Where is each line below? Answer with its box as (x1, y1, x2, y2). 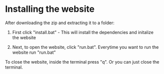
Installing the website (5, 3, 95, 15)
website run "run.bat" (12, 49, 56, 55)
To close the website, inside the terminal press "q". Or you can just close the (5, 59, 160, 65)
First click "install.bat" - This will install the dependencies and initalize (12, 29, 154, 35)
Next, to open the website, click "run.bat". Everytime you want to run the (12, 44, 159, 50)
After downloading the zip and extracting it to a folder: (5, 20, 114, 26)
